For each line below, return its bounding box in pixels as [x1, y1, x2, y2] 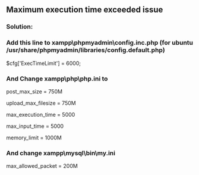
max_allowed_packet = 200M [6, 162, 78, 170]
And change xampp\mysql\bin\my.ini [6, 149, 116, 157]
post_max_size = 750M [6, 87, 63, 95]
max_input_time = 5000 [6, 122, 64, 130]
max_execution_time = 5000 [6, 111, 75, 118]
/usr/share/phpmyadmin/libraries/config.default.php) [6, 46, 165, 54]
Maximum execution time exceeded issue [6, 5, 163, 15]
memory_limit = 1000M [6, 134, 62, 141]
